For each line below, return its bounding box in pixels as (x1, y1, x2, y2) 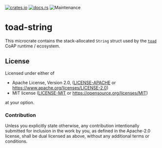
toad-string (5, 22, 53, 33)
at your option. (5, 99, 35, 105)
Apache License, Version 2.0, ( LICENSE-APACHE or (12, 80, 116, 85)
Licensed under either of (5, 70, 55, 76)
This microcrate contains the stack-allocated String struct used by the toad (5, 38, 157, 43)
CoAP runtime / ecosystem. (5, 43, 60, 49)
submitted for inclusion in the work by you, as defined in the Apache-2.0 (5, 128, 150, 134)
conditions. (5, 138, 28, 144)
